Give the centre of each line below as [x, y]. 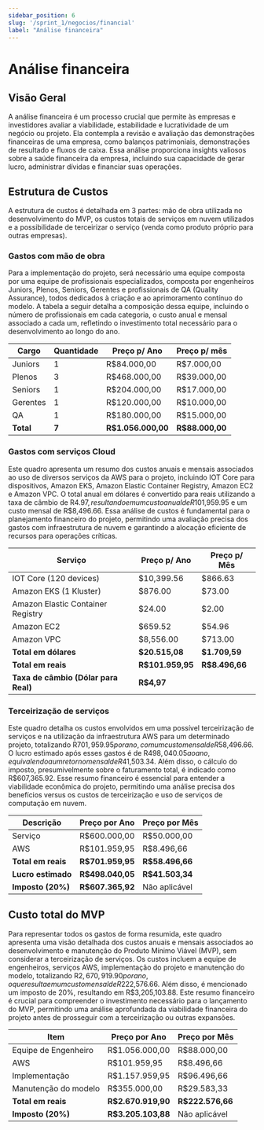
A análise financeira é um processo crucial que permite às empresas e [122, 117]
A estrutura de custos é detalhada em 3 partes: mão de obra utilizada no [125, 211]
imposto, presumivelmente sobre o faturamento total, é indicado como [122, 770]
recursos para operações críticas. [63, 536]
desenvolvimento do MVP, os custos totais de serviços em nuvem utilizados [131, 219]
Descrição [42, 823]
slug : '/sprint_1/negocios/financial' [71, 23]
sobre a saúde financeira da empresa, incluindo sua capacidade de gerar [126, 159]
